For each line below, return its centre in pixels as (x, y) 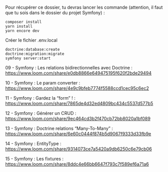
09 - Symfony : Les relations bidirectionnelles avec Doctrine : (69, 68)
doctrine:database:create (32, 50)
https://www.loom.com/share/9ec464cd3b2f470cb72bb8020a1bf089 (78, 119)
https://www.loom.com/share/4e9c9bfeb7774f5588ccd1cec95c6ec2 (77, 88)
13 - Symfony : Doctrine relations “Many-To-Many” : (59, 128)
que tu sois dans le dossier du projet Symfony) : (55, 13)
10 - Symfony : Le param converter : (43, 83)
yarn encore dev (22, 31)
